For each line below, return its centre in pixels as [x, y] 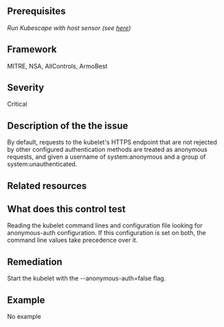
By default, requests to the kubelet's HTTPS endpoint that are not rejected [112, 142]
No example [24, 317]
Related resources [47, 186]
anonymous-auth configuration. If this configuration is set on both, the [107, 233]
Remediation [35, 261]
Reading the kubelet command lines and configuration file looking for [105, 225]
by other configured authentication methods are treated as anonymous [107, 150]
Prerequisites [36, 11]
